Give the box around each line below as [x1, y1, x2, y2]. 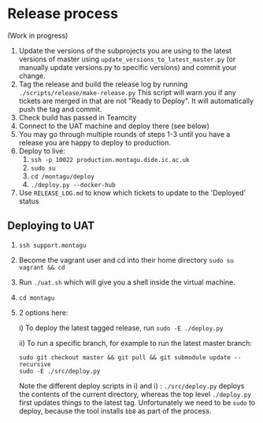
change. [18, 71, 46, 80]
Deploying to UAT [7, 219, 95, 233]
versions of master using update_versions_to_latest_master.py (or [18, 54, 236, 64]
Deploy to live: [18, 146, 66, 156]
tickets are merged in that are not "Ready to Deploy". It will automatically [18, 96, 254, 105]
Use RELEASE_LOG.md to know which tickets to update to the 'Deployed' [18, 188, 246, 197]
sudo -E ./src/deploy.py [18, 367, 101, 375]
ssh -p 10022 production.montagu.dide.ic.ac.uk [30, 156, 190, 164]
